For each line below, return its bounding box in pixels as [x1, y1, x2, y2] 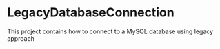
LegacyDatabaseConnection [7, 5, 174, 20]
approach [7, 34, 34, 42]
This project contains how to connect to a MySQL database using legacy [7, 27, 214, 35]
